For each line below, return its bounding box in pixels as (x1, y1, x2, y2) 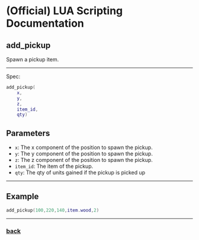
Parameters (6, 128, 50, 138)
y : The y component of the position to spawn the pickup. (14, 150, 153, 157)
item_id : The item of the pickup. (14, 163, 94, 170)
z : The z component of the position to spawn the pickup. (14, 157, 153, 164)
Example (6, 192, 39, 202)
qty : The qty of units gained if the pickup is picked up (14, 169, 146, 176)
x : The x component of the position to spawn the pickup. (14, 144, 153, 151)
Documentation (6, 17, 85, 30)
